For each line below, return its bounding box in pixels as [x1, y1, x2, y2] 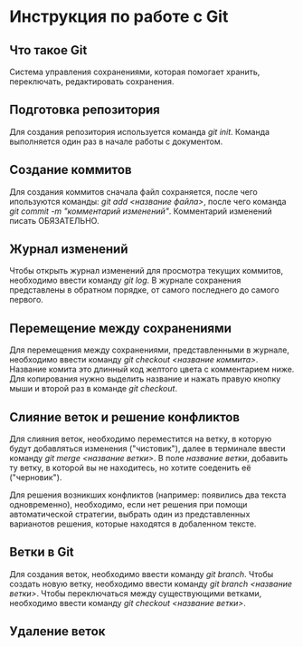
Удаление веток [9, 623, 106, 640]
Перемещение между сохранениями [9, 320, 232, 336]
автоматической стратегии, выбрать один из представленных [9, 509, 251, 520]
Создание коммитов [9, 162, 132, 178]
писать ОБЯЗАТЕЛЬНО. [9, 215, 99, 226]
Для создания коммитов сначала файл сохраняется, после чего [9, 186, 258, 197]
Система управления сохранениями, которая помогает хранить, [9, 66, 260, 77]
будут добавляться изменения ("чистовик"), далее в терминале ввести [9, 443, 287, 454]
